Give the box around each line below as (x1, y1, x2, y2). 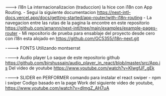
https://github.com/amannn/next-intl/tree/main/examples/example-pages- (5, 25, 158, 31)
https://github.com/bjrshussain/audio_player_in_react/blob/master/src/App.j (5, 60, 161, 65)
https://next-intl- (96, 9, 131, 15)
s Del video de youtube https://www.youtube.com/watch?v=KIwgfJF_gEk (5, 65, 155, 71)
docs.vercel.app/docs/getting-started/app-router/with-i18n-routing (5, 15, 143, 20)
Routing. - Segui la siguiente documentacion (5, 9, 96, 15)
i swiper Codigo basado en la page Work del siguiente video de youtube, (5, 80, 154, 86)
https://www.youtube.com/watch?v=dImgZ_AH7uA (5, 85, 109, 91)
